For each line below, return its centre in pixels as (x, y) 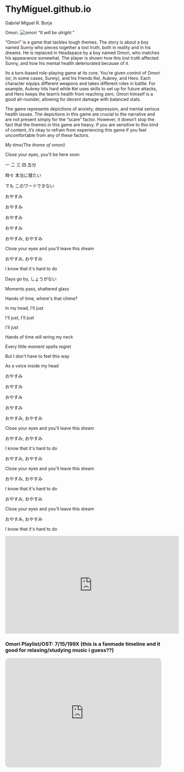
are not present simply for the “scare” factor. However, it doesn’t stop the (80, 119)
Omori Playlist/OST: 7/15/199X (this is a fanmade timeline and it (83, 644)
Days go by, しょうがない (31, 279)
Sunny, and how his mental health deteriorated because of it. (67, 63)
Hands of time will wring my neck (39, 337)
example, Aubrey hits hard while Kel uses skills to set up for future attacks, (81, 88)
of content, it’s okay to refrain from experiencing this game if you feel (76, 130)
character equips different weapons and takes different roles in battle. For (80, 83)
